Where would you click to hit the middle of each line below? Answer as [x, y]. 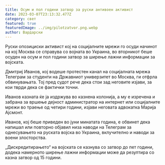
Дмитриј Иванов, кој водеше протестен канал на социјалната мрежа [78, 71]
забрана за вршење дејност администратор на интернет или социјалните [83, 102]
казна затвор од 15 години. [33, 157]
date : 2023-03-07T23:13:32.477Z [38, 14]
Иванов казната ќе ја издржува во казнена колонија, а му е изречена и [80, 97]
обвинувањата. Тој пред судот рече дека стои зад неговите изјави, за [79, 82]
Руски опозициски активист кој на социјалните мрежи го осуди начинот [81, 46]
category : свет [21, 19]
